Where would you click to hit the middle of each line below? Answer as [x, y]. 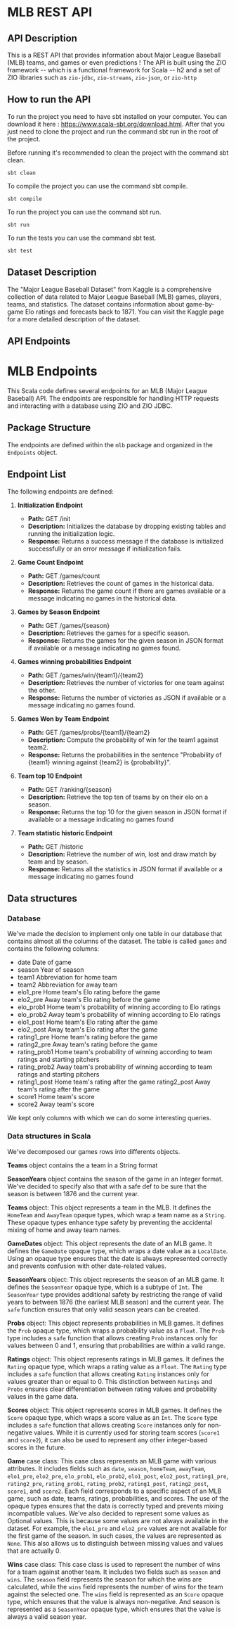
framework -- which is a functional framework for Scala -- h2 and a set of [114, 70]
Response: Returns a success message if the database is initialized [125, 541]
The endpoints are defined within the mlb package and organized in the [110, 444]
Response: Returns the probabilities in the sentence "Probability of [125, 755]
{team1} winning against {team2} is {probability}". [99, 762]
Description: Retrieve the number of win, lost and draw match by [122, 854]
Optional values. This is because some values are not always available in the [118, 1520]
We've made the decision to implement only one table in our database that [115, 934]
